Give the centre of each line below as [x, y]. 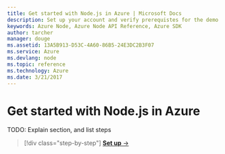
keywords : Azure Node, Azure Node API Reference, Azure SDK [95, 26]
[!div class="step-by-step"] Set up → [76, 143]
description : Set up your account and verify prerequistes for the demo [113, 20]
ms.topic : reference [37, 64]
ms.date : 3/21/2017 [35, 77]
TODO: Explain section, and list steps [59, 130]
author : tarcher [30, 33]
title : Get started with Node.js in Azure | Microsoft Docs [95, 13]
